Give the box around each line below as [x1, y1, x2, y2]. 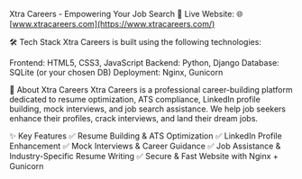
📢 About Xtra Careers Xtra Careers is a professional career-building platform [9, 85, 293, 94]
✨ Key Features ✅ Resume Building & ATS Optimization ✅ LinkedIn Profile [9, 130, 282, 141]
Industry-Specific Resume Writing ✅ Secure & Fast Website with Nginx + [9, 151, 279, 161]
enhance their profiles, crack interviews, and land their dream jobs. [9, 113, 259, 123]
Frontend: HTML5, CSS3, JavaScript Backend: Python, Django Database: [9, 58, 279, 67]
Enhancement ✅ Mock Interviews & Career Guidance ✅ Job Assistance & [9, 140, 281, 151]
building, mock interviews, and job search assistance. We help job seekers [9, 103, 287, 114]
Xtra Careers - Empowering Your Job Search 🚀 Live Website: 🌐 [9, 9, 243, 19]
